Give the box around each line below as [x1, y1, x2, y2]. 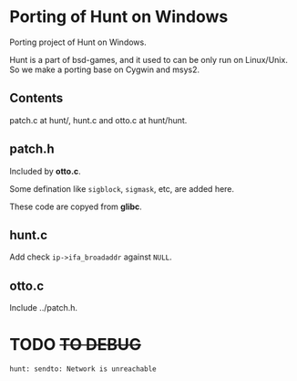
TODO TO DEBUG [9, 334, 142, 355]
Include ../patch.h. [9, 302, 78, 313]
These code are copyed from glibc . [9, 201, 143, 212]
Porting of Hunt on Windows [9, 6, 229, 27]
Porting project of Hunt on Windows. [9, 37, 148, 48]
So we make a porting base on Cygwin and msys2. [9, 64, 200, 75]
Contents [9, 90, 64, 106]
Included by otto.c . [9, 165, 82, 176]
